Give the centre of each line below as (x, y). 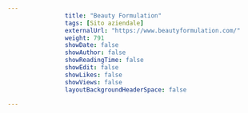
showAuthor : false (95, 53)
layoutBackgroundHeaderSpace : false (126, 90)
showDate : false (92, 45)
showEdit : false (92, 68)
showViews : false (94, 82)
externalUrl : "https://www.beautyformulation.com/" (152, 30)
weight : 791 (84, 38)
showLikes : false (94, 75)
